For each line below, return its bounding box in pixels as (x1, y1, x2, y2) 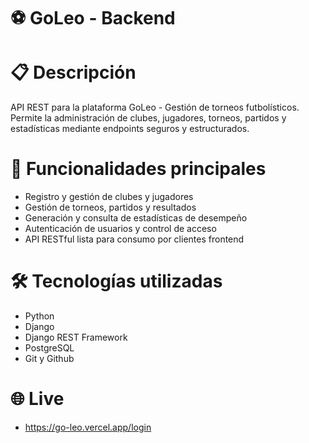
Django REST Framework (24, 331, 128, 343)
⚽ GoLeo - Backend (10, 7, 176, 30)
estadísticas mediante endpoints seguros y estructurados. (10, 123, 250, 135)
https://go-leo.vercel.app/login (24, 421, 152, 433)
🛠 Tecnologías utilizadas (10, 270, 223, 293)
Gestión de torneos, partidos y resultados (24, 201, 197, 214)
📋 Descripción (10, 61, 137, 84)
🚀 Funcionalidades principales (10, 158, 267, 180)
